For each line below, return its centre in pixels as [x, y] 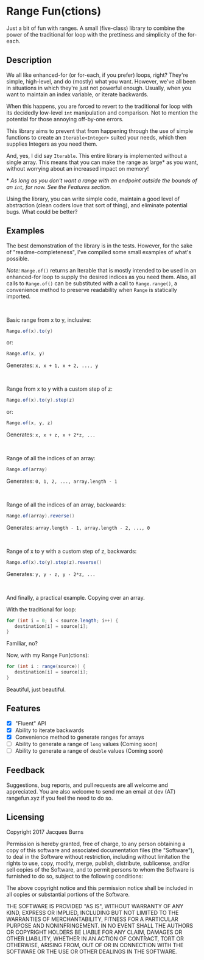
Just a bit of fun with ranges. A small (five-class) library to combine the [96, 28]
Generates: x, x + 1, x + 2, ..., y [52, 365]
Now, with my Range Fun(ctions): [48, 655]
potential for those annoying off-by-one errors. [65, 119]
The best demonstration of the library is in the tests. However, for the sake [100, 246]
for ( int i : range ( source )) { [46, 667]
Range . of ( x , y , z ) [30, 423]
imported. [19, 296]
